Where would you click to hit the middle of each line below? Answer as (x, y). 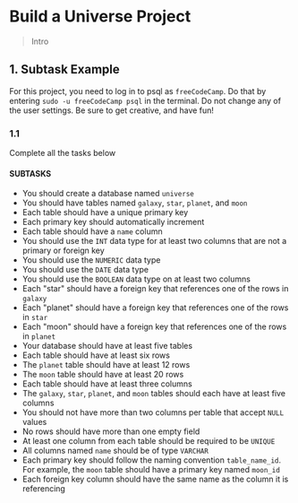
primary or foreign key (63, 251)
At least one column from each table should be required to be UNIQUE (149, 441)
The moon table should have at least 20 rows (103, 375)
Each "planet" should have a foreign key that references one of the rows (155, 308)
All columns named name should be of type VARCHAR (115, 451)
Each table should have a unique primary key (105, 212)
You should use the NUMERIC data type (91, 260)
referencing (43, 489)
